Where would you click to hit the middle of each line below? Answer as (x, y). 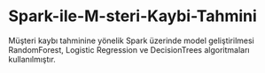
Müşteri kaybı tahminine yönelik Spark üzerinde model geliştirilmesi (131, 40)
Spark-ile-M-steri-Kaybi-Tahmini (133, 16)
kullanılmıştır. (32, 59)
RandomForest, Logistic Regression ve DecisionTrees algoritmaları (129, 49)
